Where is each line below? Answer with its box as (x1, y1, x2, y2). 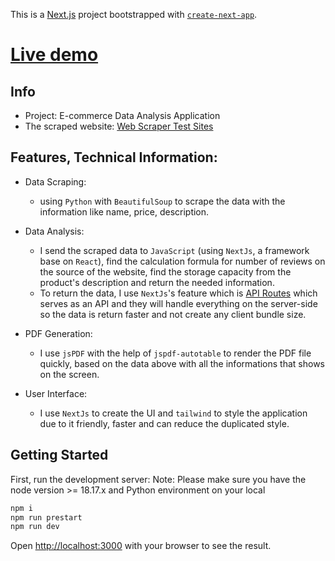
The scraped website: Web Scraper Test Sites (24, 120, 214, 132)
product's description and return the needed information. (39, 276, 275, 288)
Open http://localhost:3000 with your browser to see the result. (10, 540, 272, 552)
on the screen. (39, 368, 100, 380)
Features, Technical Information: (10, 149, 218, 166)
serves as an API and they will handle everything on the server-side (39, 297, 318, 309)
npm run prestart (10, 512, 83, 523)
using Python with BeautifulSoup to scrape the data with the (39, 195, 286, 207)
